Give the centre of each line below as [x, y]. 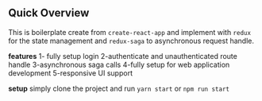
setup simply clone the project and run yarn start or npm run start [119, 88]
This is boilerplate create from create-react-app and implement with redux [130, 32]
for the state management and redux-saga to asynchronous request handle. [131, 41]
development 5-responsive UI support [71, 73]
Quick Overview [49, 13]
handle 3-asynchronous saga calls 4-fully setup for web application [119, 64]
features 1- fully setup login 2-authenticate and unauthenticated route [123, 56]
